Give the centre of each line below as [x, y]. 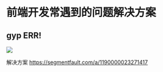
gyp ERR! [24, 35]
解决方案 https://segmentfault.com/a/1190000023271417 [77, 62]
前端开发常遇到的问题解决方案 [81, 13]
